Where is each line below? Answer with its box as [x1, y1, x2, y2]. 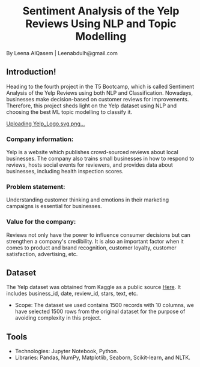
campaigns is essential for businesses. [6, 203, 102, 210]
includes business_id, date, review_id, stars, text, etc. [6, 290, 138, 297]
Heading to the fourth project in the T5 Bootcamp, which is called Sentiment [6, 83, 195, 90]
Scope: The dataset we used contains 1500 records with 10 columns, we [14, 302, 194, 309]
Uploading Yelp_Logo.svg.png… [6, 120, 85, 127]
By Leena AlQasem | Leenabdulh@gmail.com [6, 49, 118, 56]
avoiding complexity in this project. [14, 314, 102, 321]
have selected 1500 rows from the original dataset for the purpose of [14, 308, 186, 315]
